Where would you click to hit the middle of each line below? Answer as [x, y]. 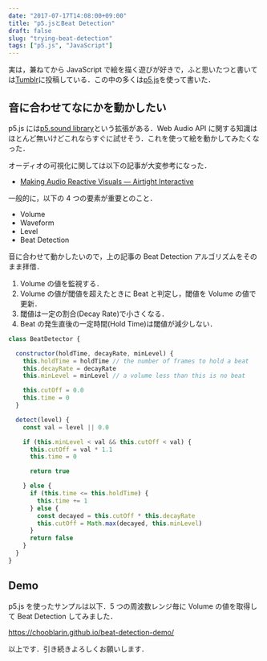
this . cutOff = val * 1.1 [71, 450]
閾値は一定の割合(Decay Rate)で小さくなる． [94, 314]
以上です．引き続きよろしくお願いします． [78, 649]
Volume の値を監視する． [62, 283]
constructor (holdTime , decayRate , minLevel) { [95, 353]
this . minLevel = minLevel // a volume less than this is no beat [134, 376]
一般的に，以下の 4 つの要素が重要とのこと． [83, 198]
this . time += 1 [63, 501]
